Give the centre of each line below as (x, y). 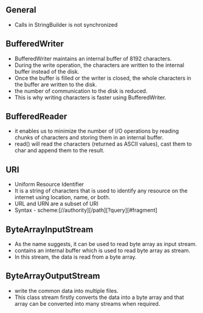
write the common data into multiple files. (67, 290)
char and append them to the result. (59, 150)
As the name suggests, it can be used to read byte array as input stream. (105, 244)
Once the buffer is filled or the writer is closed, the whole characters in (103, 78)
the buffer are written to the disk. (56, 84)
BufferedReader (36, 117)
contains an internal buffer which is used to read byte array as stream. (102, 251)
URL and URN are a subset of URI (56, 204)
